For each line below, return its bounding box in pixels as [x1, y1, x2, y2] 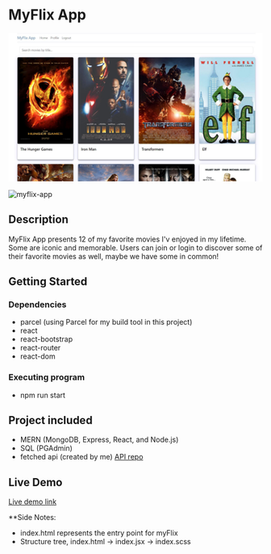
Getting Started [8, 275, 88, 288]
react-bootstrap [19, 334, 73, 344]
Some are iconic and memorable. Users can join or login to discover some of [8, 242, 263, 252]
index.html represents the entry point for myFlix [19, 528, 179, 538]
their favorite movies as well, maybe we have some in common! [8, 251, 219, 261]
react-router [19, 343, 61, 353]
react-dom [19, 351, 56, 361]
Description [8, 212, 69, 227]
